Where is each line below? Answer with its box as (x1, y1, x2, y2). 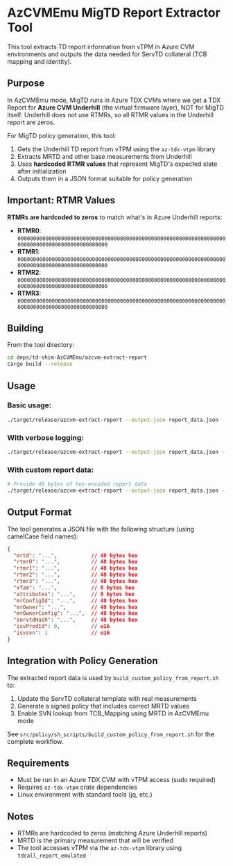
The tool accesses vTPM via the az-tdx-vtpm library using (17, 844, 182, 852)
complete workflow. (7, 737, 64, 745)
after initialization (17, 167, 67, 175)
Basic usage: (7, 400, 52, 410)
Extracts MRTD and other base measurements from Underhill (17, 152, 192, 160)
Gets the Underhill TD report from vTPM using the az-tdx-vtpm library (17, 144, 216, 153)
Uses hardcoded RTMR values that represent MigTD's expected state (17, 160, 218, 168)
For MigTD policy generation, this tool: (7, 131, 116, 139)
